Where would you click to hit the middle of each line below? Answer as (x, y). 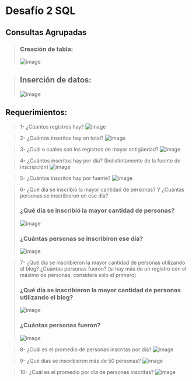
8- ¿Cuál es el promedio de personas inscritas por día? (86, 349)
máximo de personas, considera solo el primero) (78, 275)
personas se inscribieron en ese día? (64, 195)
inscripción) (34, 167)
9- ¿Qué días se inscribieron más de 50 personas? (80, 361)
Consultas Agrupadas (46, 32)
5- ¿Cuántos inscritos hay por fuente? (65, 178)
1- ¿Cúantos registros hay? (52, 126)
